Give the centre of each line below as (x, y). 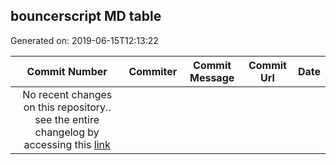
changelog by (67, 132)
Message (212, 77)
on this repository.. (67, 107)
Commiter (153, 71)
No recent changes (67, 94)
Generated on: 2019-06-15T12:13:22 (84, 40)
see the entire (67, 119)
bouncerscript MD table (86, 16)
